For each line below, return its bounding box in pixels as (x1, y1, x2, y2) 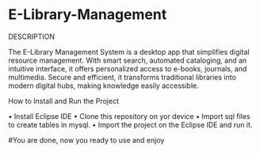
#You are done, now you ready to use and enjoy (8, 135, 165, 144)
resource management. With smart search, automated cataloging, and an (8, 55, 247, 65)
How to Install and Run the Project (8, 96, 119, 105)
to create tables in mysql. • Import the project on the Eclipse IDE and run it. (8, 120, 253, 129)
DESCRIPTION (8, 32, 55, 41)
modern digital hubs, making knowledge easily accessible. (8, 81, 200, 90)
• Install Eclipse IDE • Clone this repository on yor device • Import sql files (8, 111, 251, 120)
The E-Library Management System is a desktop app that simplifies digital (8, 47, 250, 56)
